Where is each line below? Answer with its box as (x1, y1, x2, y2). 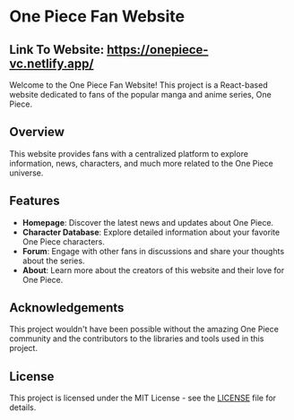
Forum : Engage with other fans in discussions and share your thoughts (22, 245, 285, 256)
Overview (9, 124, 65, 140)
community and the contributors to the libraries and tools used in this (9, 333, 264, 344)
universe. (9, 167, 44, 178)
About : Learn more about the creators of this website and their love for (22, 264, 285, 275)
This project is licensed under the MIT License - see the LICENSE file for (9, 392, 276, 404)
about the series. (22, 255, 85, 266)
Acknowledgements (9, 300, 125, 315)
